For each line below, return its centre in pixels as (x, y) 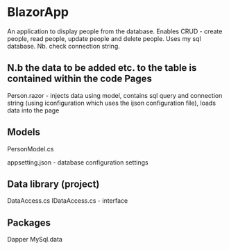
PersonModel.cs (31, 149)
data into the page (33, 110)
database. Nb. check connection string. (63, 46)
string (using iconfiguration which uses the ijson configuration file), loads (112, 103)
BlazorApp (38, 12)
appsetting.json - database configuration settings (78, 162)
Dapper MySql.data (35, 240)
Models (24, 132)
